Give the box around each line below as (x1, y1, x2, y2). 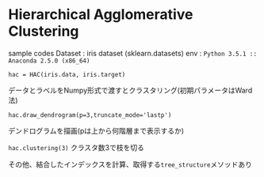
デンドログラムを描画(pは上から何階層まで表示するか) (8, 126, 185, 135)
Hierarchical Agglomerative (8, 6, 193, 24)
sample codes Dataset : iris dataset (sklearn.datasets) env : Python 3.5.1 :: (8, 48, 258, 58)
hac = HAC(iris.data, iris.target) (8, 70, 126, 78)
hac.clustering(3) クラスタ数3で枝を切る (8, 142, 145, 152)
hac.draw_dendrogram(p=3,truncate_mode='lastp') (8, 111, 172, 119)
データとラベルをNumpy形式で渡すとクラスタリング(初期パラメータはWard (8, 85, 253, 95)
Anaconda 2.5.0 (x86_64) (8, 57, 90, 65)
